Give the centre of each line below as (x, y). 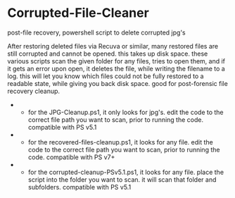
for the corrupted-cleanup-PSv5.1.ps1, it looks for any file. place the (126, 172)
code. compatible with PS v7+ (71, 157)
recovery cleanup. (34, 91)
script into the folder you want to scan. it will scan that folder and (122, 179)
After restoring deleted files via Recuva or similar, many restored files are (113, 46)
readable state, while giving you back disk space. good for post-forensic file (118, 83)
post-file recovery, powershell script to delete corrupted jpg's (96, 32)
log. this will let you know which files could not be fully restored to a (106, 76)
